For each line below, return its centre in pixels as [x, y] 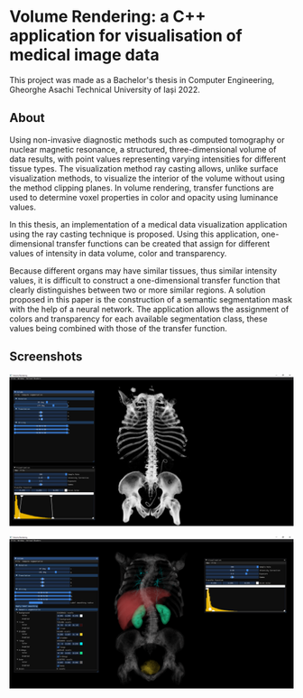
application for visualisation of [126, 36]
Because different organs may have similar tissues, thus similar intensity [143, 270]
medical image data [84, 55]
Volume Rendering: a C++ [108, 17]
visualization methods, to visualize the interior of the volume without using [147, 178]
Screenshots [46, 357]
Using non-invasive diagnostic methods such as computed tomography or [147, 140]
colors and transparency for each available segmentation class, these [138, 319]
